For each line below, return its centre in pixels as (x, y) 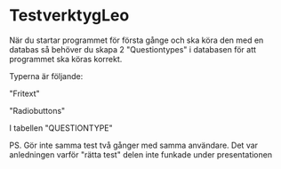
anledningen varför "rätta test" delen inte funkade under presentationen (141, 154)
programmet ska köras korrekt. (66, 59)
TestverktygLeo (69, 16)
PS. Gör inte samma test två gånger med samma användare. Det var (134, 145)
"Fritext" (24, 93)
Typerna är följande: (46, 76)
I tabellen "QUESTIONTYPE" (61, 128)
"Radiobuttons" (37, 110)
